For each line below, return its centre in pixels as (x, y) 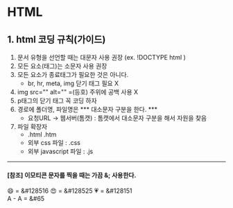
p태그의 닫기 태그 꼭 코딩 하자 (57, 101)
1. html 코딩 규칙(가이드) (57, 39)
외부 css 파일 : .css (54, 142)
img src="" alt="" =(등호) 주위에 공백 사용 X (78, 92)
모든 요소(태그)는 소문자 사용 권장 (62, 66)
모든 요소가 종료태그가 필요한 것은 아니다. (73, 75)
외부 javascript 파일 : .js (60, 151)
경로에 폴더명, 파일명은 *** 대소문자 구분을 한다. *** (87, 109)
